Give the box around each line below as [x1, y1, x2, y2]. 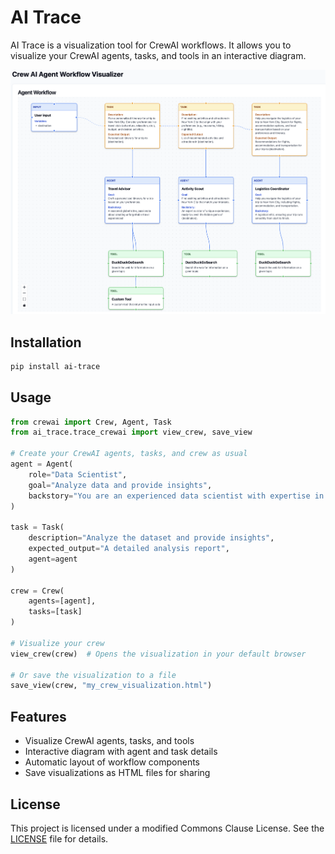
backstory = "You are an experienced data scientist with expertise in [28, 491, 325, 501]
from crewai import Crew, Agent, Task [10, 417, 172, 427]
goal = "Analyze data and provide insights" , [28, 480, 213, 490]
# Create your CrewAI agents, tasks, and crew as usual [10, 449, 248, 459]
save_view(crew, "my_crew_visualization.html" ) [10, 681, 213, 691]
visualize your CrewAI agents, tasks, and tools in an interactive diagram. [10, 49, 307, 61]
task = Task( [10, 522, 65, 533]
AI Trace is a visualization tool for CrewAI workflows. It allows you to [10, 39, 292, 51]
